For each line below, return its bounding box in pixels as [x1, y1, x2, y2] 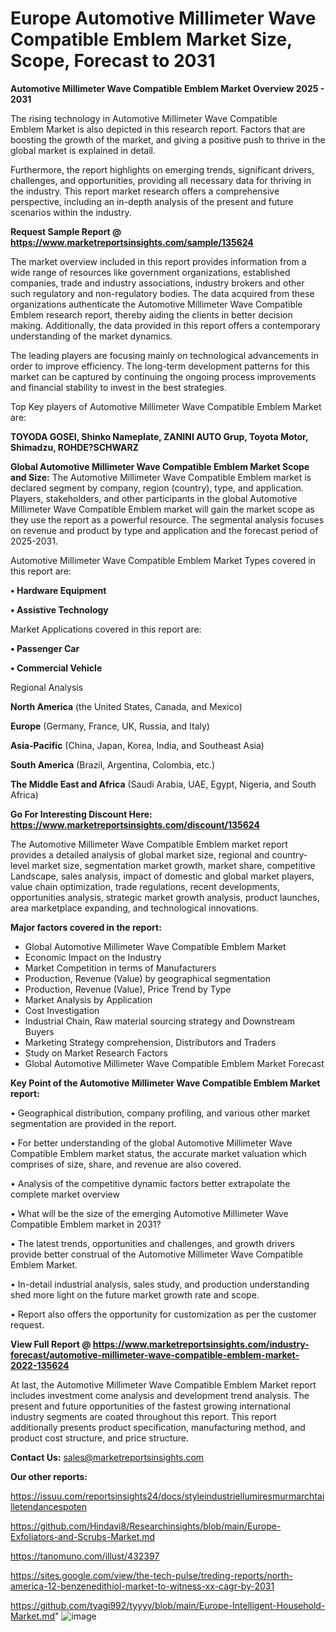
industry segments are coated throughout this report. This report [10, 1410, 277, 1422]
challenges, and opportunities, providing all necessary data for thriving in [10, 174, 312, 186]
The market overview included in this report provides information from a [10, 255, 307, 267]
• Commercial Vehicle [10, 662, 103, 674]
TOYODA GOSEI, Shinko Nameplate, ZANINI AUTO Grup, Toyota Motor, [10, 430, 309, 442]
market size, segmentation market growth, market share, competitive [31, 859, 316, 871]
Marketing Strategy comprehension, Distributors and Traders [24, 1036, 277, 1048]
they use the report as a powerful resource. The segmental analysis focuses [10, 513, 325, 526]
